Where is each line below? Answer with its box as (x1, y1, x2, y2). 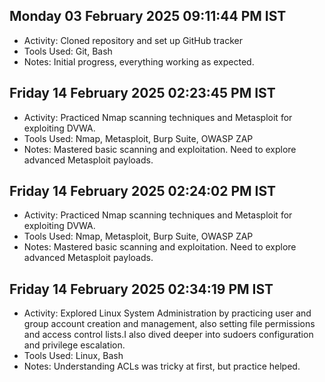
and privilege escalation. (23, 339, 126, 351)
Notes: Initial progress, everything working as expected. (23, 55, 255, 68)
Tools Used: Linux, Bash (23, 350, 124, 362)
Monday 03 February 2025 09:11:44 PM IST (9, 8, 287, 25)
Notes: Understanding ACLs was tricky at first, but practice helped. (23, 360, 301, 373)
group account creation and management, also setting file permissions (23, 318, 316, 330)
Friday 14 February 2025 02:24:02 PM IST (9, 183, 277, 200)
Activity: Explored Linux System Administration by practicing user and (23, 307, 312, 319)
